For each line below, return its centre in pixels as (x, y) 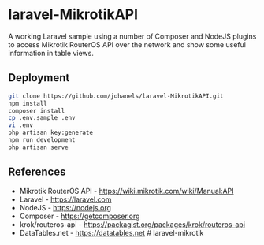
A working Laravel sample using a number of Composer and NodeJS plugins (132, 36)
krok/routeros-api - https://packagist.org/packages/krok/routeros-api (132, 224)
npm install (28, 103)
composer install (37, 111)
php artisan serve (38, 147)
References (37, 172)
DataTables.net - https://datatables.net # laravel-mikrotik (112, 232)
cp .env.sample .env (42, 118)
